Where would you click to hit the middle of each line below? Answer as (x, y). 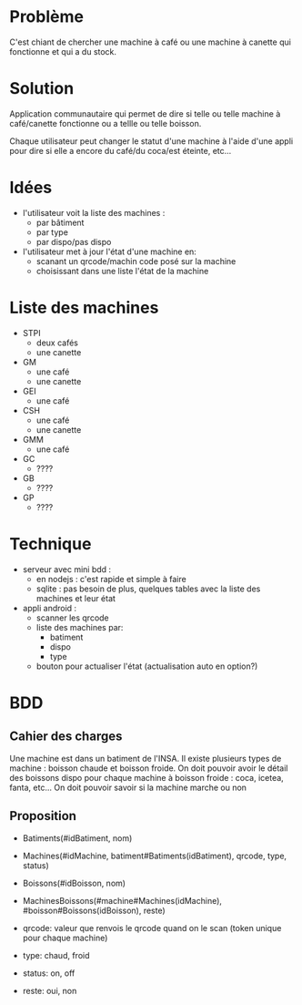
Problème (47, 17)
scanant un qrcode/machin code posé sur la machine (136, 261)
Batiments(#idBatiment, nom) (77, 838)
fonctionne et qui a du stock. (63, 51)
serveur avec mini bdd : (67, 569)
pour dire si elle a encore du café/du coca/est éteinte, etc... (121, 150)
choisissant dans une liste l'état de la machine (122, 271)
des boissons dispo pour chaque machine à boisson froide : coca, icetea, (146, 777)
